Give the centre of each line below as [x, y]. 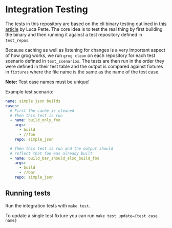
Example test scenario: [29, 91]
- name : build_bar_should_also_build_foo [55, 158]
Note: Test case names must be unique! [47, 82]
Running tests [28, 193]
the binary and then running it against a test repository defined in [74, 34]
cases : [12, 106]
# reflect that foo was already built [51, 153]
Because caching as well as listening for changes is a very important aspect [85, 50]
